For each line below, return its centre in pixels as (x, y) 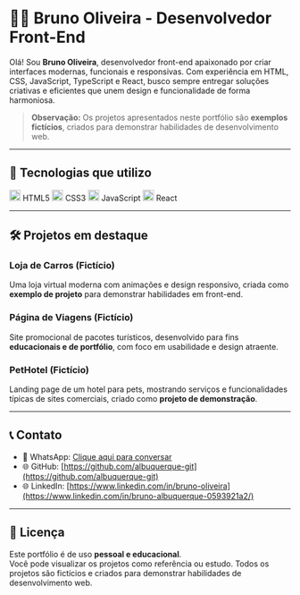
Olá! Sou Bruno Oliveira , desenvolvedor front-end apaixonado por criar (141, 62)
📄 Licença (37, 533)
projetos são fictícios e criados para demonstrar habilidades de (125, 573)
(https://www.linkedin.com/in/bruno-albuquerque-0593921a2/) (138, 496)
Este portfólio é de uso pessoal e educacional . (96, 554)
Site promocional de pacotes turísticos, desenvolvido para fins (124, 337)
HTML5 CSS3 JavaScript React (100, 198)
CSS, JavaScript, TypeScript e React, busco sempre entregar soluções (139, 81)
